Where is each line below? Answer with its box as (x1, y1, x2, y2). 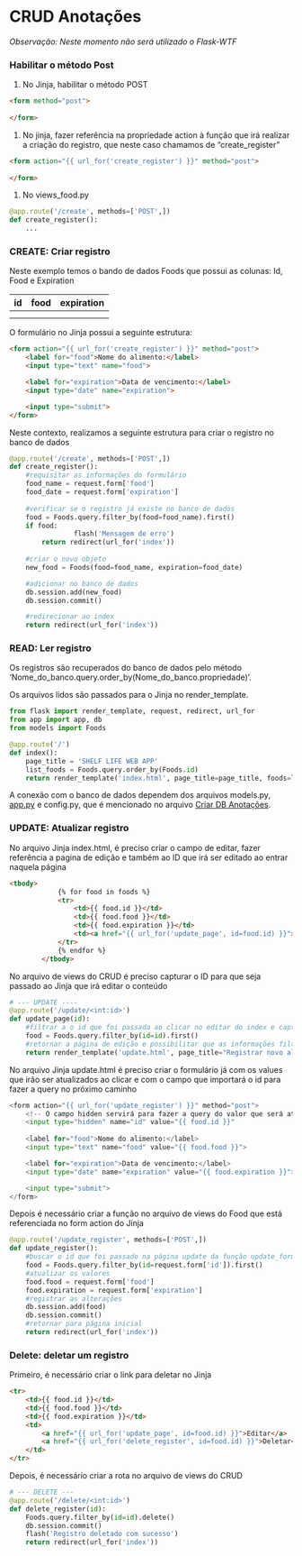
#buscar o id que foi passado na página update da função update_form (25, 1252, 296, 1261)
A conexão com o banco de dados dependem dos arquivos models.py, (9, 790, 271, 801)
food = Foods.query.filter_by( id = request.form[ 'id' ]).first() (25, 1260, 263, 1269)
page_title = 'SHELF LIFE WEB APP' (25, 756, 159, 765)
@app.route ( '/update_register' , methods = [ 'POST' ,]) (9, 1235, 207, 1245)
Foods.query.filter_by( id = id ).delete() (25, 1513, 175, 1522)
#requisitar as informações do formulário (25, 471, 187, 480)
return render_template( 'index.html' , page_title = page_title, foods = (25, 773, 292, 783)
